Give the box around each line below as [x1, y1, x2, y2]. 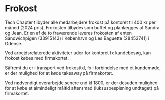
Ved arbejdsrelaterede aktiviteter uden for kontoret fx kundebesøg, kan [5, 50, 151, 56]
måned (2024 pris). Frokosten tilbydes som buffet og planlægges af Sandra [5, 24, 160, 30]
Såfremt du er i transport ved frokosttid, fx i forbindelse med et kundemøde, [5, 65, 161, 71]
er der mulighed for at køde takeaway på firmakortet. [5, 70, 113, 76]
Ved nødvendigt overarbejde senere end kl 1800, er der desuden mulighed [5, 80, 158, 86]
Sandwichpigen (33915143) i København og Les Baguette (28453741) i [5, 35, 149, 41]
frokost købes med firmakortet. [5, 55, 69, 61]
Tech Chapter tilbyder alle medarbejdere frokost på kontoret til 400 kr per [5, 19, 156, 25]
